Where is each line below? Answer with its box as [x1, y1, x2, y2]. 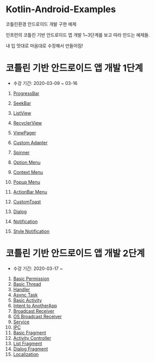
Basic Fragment [13, 329, 46, 336]
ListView [13, 110, 32, 116]
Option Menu [13, 159, 41, 165]
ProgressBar [13, 90, 40, 96]
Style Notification [13, 228, 50, 234]
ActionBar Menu [13, 189, 47, 195]
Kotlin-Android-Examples [6, 4, 116, 15]
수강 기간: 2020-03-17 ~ [13, 265, 63, 271]
